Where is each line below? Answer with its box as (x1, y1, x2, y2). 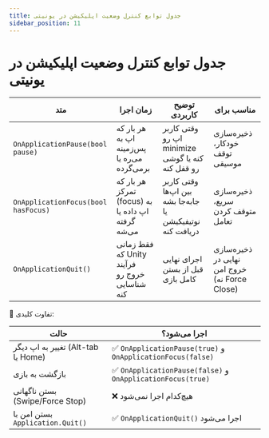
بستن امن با (13, 408, 53, 420)
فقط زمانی (116, 239, 154, 250)
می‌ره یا (116, 153, 143, 164)
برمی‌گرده (116, 163, 151, 174)
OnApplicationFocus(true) (111, 375, 211, 384)
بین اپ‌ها (162, 185, 192, 197)
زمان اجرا (119, 105, 152, 116)
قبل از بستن (162, 264, 204, 275)
